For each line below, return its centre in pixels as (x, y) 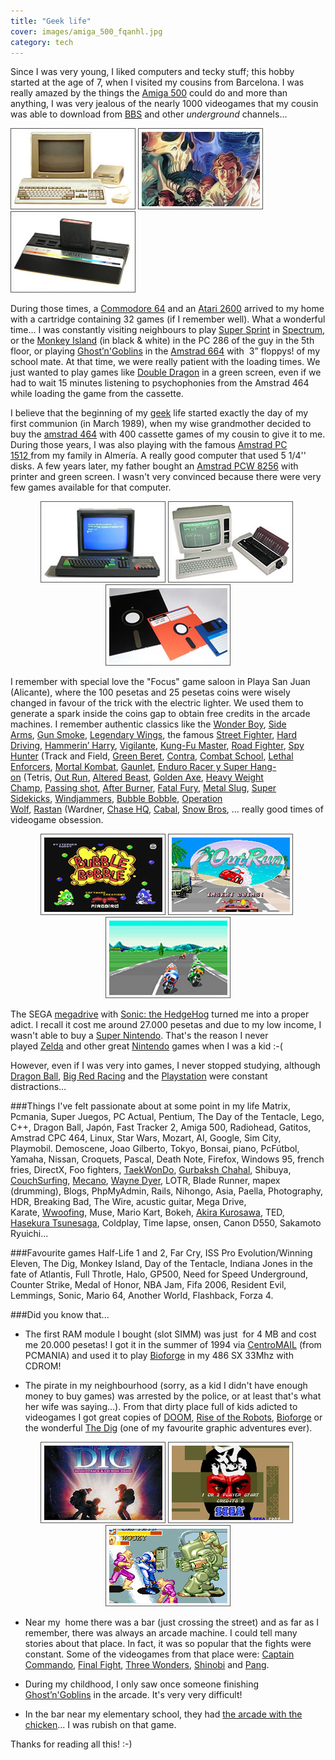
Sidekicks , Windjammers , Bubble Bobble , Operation (116, 799)
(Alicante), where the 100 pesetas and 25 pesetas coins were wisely (150, 692)
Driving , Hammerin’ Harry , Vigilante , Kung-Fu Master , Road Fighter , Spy (157, 746)
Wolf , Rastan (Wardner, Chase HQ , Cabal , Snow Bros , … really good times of (167, 809)
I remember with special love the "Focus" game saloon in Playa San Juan (160, 682)
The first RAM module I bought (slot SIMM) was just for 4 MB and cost (170, 1334)
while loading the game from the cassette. (97, 394)
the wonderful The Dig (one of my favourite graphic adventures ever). (168, 1428)
